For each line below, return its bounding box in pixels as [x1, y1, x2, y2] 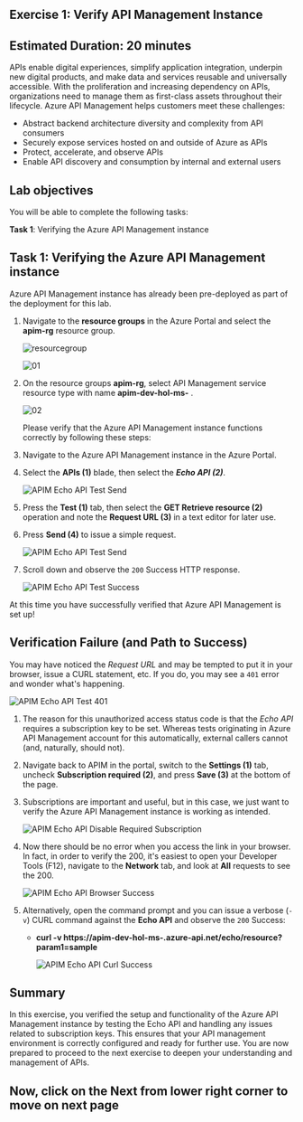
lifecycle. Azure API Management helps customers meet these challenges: [9, 100, 286, 111]
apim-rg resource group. [22, 325, 115, 335]
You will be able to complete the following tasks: [9, 207, 188, 218]
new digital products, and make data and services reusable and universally [9, 71, 287, 82]
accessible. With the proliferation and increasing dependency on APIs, [9, 81, 271, 92]
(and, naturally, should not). [22, 741, 125, 753]
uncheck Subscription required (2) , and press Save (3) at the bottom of [22, 768, 291, 780]
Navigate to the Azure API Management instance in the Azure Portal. [22, 449, 277, 460]
